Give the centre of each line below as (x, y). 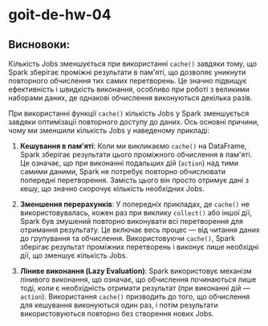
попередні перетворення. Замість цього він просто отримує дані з (134, 180)
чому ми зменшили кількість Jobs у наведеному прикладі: (109, 130)
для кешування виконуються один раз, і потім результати (119, 305)
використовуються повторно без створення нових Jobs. (117, 314)
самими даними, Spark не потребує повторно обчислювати (123, 171)
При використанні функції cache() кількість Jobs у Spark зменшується (129, 113)
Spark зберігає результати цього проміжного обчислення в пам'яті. (136, 155)
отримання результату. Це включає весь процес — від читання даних (140, 230)
